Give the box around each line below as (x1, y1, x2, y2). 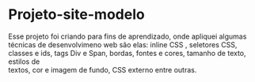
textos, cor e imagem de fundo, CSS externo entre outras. (8, 65, 197, 74)
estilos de (8, 57, 40, 66)
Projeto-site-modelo (8, 6, 145, 24)
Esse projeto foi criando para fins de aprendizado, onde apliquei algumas (8, 32, 247, 41)
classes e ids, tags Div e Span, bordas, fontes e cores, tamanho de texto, (8, 48, 247, 58)
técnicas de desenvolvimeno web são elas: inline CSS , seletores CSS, (8, 39, 238, 49)
